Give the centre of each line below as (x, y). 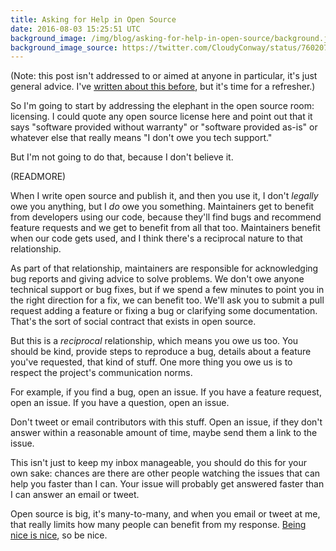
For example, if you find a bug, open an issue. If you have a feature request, (166, 392)
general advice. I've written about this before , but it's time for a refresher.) (163, 87)
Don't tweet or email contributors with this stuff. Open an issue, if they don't (166, 422)
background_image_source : (64, 47)
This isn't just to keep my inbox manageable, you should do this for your (159, 463)
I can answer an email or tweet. (75, 495)
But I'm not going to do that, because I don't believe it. (122, 157)
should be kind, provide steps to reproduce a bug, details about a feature (161, 352)
